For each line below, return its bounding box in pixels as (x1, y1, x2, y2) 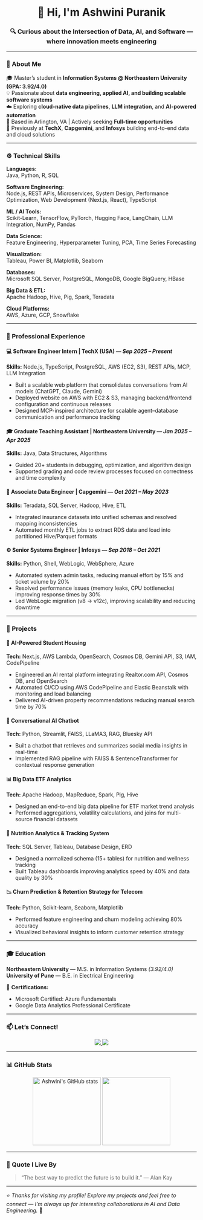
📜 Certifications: (6, 984, 49, 991)
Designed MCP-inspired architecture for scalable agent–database (14, 407, 178, 415)
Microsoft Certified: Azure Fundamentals (14, 995, 117, 1002)
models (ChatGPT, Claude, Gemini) (14, 388, 103, 395)
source (14, 816, 33, 823)
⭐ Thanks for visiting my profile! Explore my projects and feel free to (6, 1192, 176, 1199)
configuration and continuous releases (14, 401, 112, 408)
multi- (166, 809, 181, 816)
